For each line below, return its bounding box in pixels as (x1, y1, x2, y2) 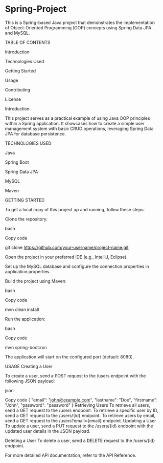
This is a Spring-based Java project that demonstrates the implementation (5, 20, 155, 25)
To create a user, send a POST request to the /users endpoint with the (5, 373, 146, 378)
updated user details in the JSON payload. (5, 428, 91, 434)
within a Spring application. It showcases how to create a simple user (5, 120, 145, 126)
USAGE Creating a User (5, 363, 53, 369)
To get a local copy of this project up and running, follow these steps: (5, 206, 145, 212)
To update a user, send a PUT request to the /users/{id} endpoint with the (5, 423, 153, 429)
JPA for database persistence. (5, 131, 66, 136)
